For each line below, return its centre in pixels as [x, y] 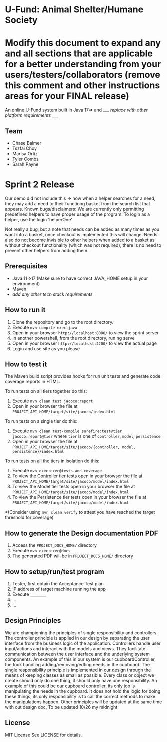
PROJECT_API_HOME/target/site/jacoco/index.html [64, 412]
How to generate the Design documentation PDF [82, 533]
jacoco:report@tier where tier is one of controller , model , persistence [86, 436]
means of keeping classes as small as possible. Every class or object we [80, 675]
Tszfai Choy [25, 148]
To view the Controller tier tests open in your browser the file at [77, 476]
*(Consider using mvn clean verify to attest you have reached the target [80, 512]
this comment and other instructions [83, 85]
